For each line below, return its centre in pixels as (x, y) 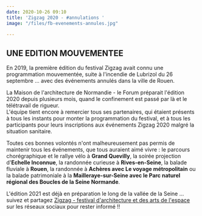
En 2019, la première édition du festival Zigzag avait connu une (85, 68)
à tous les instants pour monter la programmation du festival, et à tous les (98, 119)
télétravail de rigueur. (33, 106)
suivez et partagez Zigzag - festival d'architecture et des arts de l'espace (98, 200)
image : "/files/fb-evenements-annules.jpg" (62, 23)
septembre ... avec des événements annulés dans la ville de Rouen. (91, 81)
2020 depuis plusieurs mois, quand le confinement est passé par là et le (97, 99)
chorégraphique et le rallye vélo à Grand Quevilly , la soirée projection (94, 156)
